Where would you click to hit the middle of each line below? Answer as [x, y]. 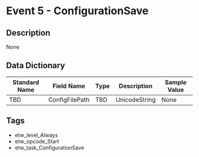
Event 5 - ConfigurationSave [78, 11]
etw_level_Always [36, 135]
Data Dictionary [36, 65]
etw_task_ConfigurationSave [49, 148]
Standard [26, 82]
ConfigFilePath [69, 100]
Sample [176, 82]
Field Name [69, 86]
